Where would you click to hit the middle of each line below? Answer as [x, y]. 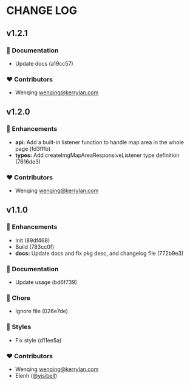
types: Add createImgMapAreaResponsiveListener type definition [97, 155]
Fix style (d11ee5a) [38, 340]
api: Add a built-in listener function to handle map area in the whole [99, 142]
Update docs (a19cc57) [44, 63]
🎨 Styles [19, 327]
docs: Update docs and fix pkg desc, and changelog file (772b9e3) [99, 253]
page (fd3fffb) [33, 148]
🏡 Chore [18, 298]
